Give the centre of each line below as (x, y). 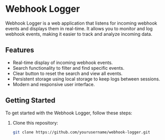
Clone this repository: (35, 123)
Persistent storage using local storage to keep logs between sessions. (86, 79)
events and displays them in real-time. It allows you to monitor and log (79, 28)
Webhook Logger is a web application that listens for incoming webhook (81, 23)
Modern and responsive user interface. (54, 84)
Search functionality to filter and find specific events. (68, 68)
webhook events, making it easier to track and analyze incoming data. (79, 34)
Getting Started (30, 101)
